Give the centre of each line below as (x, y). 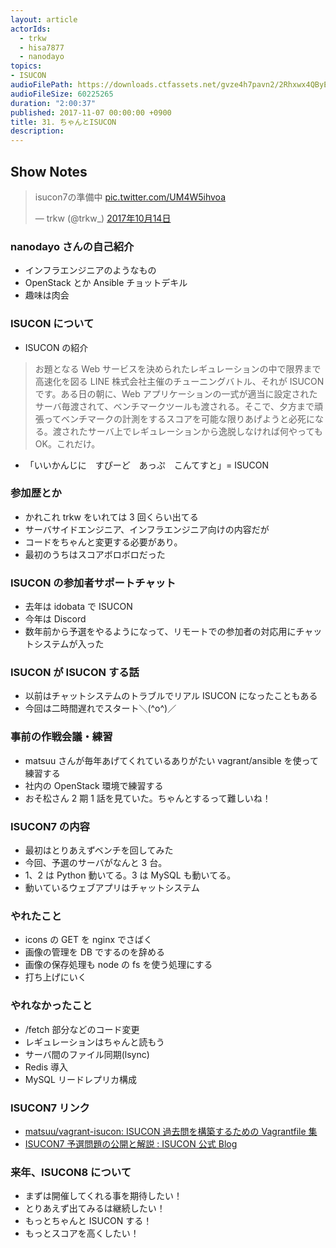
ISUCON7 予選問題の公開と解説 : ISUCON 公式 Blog (131, 1143)
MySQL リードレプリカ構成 (80, 1079)
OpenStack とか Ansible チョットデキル (106, 283)
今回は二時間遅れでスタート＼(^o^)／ (100, 708)
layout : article (44, 19)
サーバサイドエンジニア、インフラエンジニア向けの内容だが (147, 529)
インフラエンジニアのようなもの (90, 270)
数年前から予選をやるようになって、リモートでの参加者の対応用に (160, 632)
